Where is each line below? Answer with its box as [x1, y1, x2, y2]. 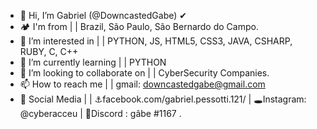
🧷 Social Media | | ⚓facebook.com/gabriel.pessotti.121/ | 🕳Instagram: [19, 93, 307, 105]
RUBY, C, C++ [19, 46, 79, 57]
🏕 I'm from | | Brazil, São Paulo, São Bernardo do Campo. [19, 21, 259, 32]
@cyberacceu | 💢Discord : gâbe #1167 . [19, 108, 182, 119]
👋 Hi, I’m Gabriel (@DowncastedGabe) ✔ [19, 10, 187, 21]
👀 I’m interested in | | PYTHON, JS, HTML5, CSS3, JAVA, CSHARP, [19, 35, 293, 47]
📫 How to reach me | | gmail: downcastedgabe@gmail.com [19, 78, 266, 90]
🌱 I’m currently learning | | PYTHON [19, 56, 167, 68]
